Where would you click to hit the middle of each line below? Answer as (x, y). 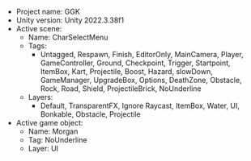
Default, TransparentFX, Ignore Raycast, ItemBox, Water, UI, (140, 105)
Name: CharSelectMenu (68, 37)
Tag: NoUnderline (57, 140)
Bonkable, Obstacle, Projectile (91, 114)
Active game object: (49, 123)
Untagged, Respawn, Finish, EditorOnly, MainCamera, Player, (142, 54)
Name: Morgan (53, 131)
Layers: (40, 97)
